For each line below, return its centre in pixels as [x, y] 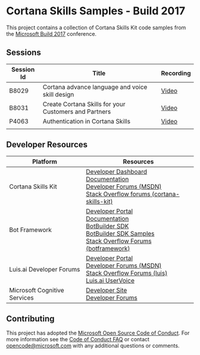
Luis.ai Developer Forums [45, 269]
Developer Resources [47, 145]
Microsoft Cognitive [37, 290]
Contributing [30, 318]
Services [21, 298]
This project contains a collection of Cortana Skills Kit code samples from [96, 27]
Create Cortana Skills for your [84, 104]
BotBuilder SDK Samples [120, 233]
